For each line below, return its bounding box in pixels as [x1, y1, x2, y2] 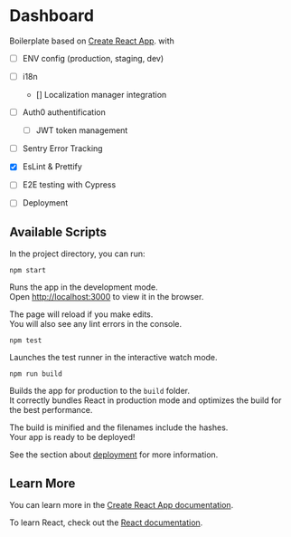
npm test [9, 336, 42, 345]
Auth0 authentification [22, 107, 106, 118]
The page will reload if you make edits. [9, 309, 154, 320]
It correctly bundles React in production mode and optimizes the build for [9, 395, 282, 406]
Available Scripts [9, 224, 107, 240]
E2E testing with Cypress [22, 179, 117, 190]
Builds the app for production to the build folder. [9, 386, 191, 397]
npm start [9, 266, 47, 275]
